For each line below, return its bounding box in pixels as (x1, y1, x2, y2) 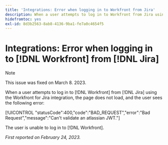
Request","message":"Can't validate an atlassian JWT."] (5, 115, 120, 121)
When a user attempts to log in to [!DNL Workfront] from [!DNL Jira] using (5, 89, 157, 95)
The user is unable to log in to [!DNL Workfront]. (5, 124, 104, 130)
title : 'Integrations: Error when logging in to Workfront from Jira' (5, 7, 155, 12)
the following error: (5, 100, 45, 106)
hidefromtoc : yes (5, 16, 41, 21)
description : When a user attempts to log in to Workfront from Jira (5, 12, 153, 17)
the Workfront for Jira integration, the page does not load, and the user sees (5, 94, 162, 100)
